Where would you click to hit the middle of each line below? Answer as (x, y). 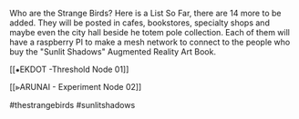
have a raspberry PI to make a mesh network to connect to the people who (150, 42)
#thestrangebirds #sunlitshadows (72, 105)
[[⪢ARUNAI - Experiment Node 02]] (76, 87)
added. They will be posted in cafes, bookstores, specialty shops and (140, 23)
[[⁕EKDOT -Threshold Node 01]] (69, 69)
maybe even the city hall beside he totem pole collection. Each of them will (149, 32)
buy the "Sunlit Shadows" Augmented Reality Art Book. (113, 52)
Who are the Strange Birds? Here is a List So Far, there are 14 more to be (145, 13)
